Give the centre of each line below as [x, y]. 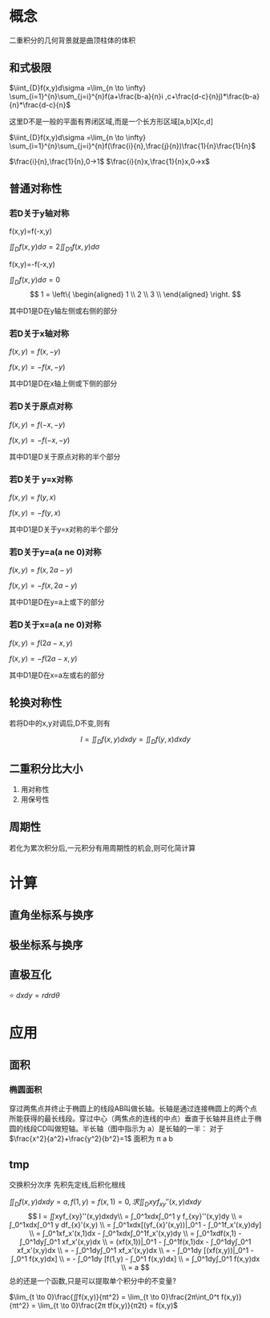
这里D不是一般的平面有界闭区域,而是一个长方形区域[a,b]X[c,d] [111, 121]
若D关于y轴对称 [39, 213]
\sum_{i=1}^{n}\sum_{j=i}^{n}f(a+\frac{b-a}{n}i [86, 96]
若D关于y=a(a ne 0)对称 [55, 552]
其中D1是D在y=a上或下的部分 [57, 602]
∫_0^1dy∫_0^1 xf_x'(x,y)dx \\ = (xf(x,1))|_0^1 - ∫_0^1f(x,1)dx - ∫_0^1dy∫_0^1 [135, 1242]
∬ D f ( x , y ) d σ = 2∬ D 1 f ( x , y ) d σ [54, 248]
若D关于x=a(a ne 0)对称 [55, 625]
